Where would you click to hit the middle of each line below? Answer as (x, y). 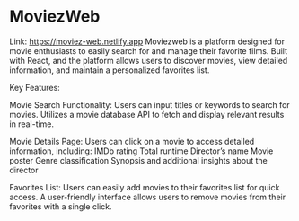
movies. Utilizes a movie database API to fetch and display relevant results (147, 114)
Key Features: (35, 87)
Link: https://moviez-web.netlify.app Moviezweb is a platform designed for (147, 41)
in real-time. (32, 124)
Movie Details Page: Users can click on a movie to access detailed (132, 141)
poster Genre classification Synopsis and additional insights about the (138, 160)
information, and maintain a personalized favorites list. (110, 70)
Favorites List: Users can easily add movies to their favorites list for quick (145, 187)
